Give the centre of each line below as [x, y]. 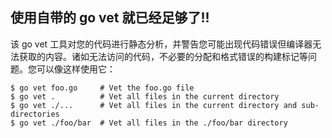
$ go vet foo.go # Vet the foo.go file [102, 88]
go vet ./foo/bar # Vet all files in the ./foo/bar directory [153, 123]
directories [35, 114]
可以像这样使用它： [76, 69]
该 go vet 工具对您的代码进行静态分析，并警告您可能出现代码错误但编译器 [161, 44]
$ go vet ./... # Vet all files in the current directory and [154, 105]
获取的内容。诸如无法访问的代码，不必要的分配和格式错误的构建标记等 [163, 56]
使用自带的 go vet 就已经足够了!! [110, 18]
